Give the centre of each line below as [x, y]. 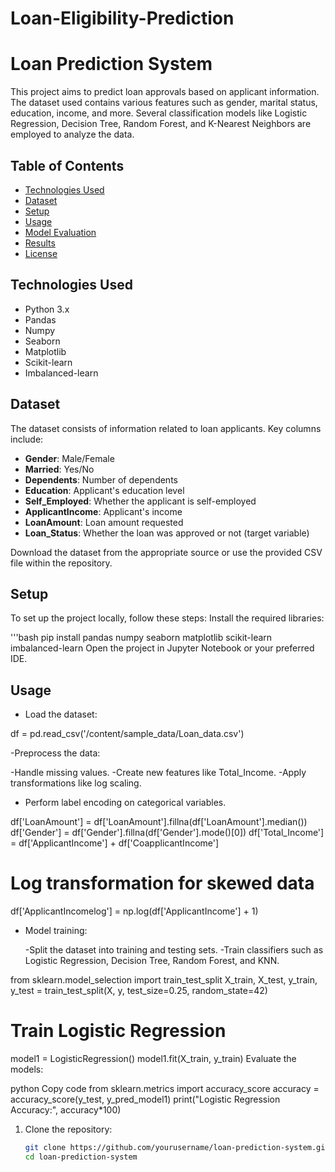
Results [40, 243]
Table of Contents [67, 165]
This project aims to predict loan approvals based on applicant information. [165, 92]
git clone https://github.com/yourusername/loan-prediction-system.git [177, 1148]
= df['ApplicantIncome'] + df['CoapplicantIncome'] [115, 843]
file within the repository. [61, 563]
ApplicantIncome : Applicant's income [103, 511]
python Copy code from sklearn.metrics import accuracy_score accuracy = [165, 1089]
